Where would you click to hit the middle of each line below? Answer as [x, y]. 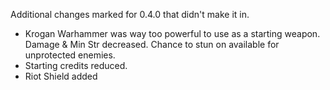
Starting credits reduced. [76, 65]
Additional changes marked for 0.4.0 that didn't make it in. [130, 14]
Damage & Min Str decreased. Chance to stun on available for [152, 44]
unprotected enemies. [70, 55]
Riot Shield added [61, 76]
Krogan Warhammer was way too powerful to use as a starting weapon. [172, 33]
